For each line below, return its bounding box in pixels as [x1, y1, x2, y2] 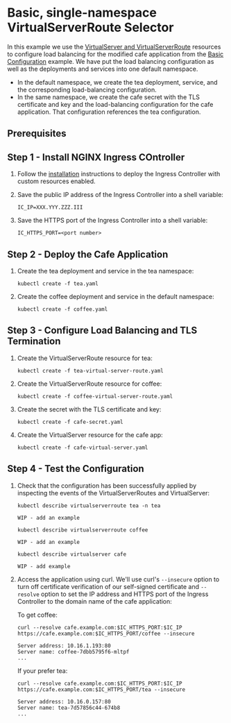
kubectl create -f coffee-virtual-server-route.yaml [17, 393, 173, 400]
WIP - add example [17, 563, 71, 570]
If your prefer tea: [17, 666, 68, 674]
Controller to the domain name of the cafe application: [17, 597, 172, 605]
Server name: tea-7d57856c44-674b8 [17, 704, 121, 711]
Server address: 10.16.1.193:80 [17, 642, 111, 649]
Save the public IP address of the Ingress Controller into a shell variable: [17, 191, 224, 199]
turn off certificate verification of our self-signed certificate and [17, 582, 200, 590]
